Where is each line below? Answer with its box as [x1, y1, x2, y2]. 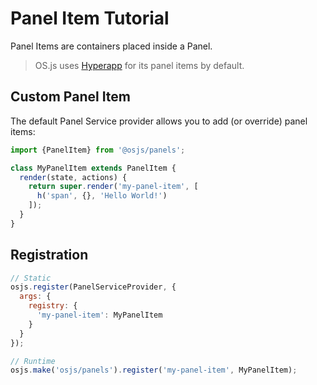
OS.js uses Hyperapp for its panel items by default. [34, 59, 245, 71]
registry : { [28, 301, 78, 311]
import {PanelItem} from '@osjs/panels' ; [10, 145, 186, 155]
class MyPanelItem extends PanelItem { [10, 163, 177, 173]
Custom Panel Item [10, 88, 132, 106]
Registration [10, 247, 89, 264]
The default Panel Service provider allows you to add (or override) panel [10, 115, 308, 127]
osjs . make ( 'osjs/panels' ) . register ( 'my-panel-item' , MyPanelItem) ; [10, 365, 298, 376]
